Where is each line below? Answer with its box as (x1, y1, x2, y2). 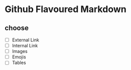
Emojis (12, 54, 26, 60)
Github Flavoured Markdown (5, 4, 126, 15)
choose (5, 24, 29, 32)
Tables (12, 59, 26, 66)
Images (12, 48, 28, 54)
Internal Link (12, 43, 38, 49)
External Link (12, 37, 39, 43)
